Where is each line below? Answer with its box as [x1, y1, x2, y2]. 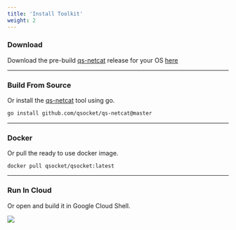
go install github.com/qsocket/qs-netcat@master [7, 110, 152, 117]
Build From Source [7, 80, 72, 90]
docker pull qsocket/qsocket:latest [7, 162, 114, 170]
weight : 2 [7, 17, 37, 24]
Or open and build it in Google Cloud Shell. [7, 201, 131, 210]
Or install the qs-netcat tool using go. [7, 96, 115, 105]
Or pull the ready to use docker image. [7, 149, 119, 158]
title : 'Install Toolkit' [7, 10, 83, 18]
